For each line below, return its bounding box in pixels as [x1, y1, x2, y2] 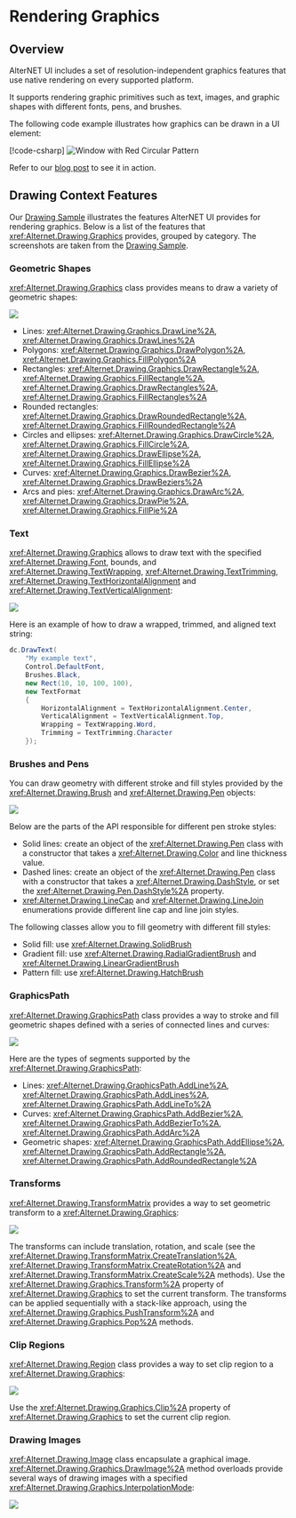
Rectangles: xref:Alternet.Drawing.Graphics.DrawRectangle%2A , [21, 364, 260, 374]
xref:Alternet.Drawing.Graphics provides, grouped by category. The [9, 230, 257, 241]
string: [9, 628, 33, 639]
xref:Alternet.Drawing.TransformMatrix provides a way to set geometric [9, 1197, 271, 1208]
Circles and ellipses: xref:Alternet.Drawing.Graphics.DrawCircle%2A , [21, 429, 275, 441]
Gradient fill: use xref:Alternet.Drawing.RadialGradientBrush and [21, 948, 257, 959]
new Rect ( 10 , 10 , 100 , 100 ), [25, 678, 133, 688]
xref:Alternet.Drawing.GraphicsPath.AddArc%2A [21, 1127, 200, 1138]
